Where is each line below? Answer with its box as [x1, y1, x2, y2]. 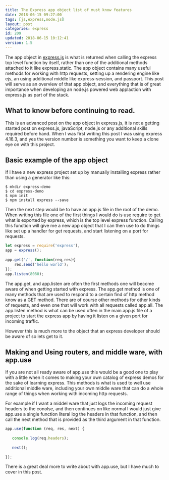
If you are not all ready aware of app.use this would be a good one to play [5, 369, 158, 375]
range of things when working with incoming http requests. [5, 391, 128, 397]
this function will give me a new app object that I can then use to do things [5, 223, 160, 229]
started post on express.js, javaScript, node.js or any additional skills [5, 125, 148, 131]
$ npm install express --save [5, 198, 69, 203]
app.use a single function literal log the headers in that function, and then [5, 411, 158, 417]
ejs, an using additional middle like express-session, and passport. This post [5, 75, 164, 81]
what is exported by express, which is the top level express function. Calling [5, 217, 163, 223]
